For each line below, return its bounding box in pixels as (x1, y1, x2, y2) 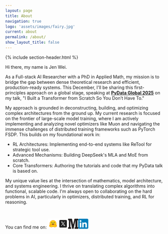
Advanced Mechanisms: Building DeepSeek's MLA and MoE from (12, 152, 148, 158)
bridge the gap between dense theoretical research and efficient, (5, 79, 140, 85)
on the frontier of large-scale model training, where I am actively (5, 115, 139, 122)
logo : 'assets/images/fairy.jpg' (5, 24, 75, 29)
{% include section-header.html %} (5, 54, 79, 60)
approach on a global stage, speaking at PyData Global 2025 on (27, 89, 160, 95)
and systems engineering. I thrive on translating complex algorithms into (5, 183, 155, 189)
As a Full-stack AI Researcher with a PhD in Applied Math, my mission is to (5, 73, 159, 80)
